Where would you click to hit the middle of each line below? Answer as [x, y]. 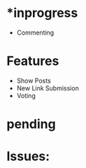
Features [33, 61]
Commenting [35, 32]
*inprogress [42, 13]
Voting [26, 95]
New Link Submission [48, 88]
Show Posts [34, 80]
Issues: [28, 156]
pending [31, 124]
